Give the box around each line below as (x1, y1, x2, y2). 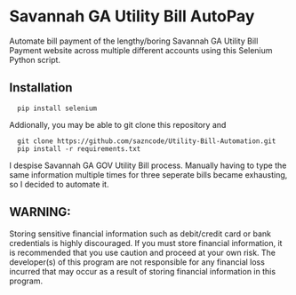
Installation (9, 80, 73, 95)
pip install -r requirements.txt (17, 144, 141, 153)
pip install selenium (17, 104, 98, 113)
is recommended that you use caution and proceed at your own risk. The (9, 247, 276, 258)
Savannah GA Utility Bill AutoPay (9, 6, 255, 27)
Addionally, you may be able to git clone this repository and (9, 119, 227, 130)
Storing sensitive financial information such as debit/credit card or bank (9, 228, 271, 239)
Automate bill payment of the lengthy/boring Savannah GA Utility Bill (9, 36, 259, 46)
